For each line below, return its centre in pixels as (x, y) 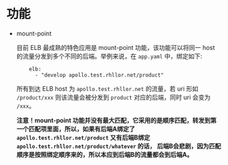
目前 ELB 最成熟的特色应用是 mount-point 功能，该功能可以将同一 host (115, 47)
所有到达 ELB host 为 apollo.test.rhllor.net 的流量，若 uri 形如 (107, 88)
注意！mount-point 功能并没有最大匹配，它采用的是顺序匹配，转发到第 (116, 120)
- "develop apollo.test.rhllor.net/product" (99, 75)
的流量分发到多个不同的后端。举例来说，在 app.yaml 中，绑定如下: (109, 56)
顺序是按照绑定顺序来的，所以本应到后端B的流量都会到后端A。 (104, 154)
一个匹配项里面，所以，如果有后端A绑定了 (76, 129)
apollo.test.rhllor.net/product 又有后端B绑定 (83, 137)
